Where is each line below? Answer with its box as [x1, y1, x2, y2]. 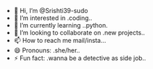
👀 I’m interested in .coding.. [13, 14, 92, 22]
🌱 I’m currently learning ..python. [13, 21, 108, 29]
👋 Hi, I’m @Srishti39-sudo [13, 7, 88, 14]
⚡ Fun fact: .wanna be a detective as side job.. [13, 54, 146, 62]
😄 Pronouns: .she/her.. [13, 46, 81, 55]
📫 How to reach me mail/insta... [13, 37, 106, 44]
